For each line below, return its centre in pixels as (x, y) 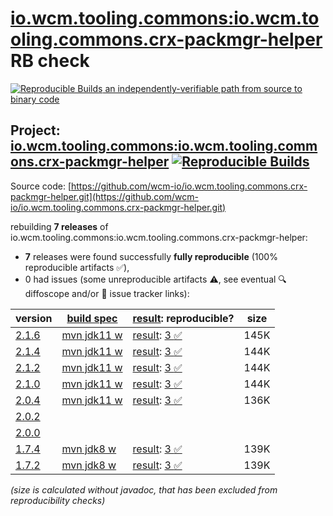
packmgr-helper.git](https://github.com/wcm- (104, 196)
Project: (35, 130)
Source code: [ (41, 186)
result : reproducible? (183, 318)
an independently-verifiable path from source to (203, 88)
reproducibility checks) (58, 500)
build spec (92, 318)
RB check (50, 61)
